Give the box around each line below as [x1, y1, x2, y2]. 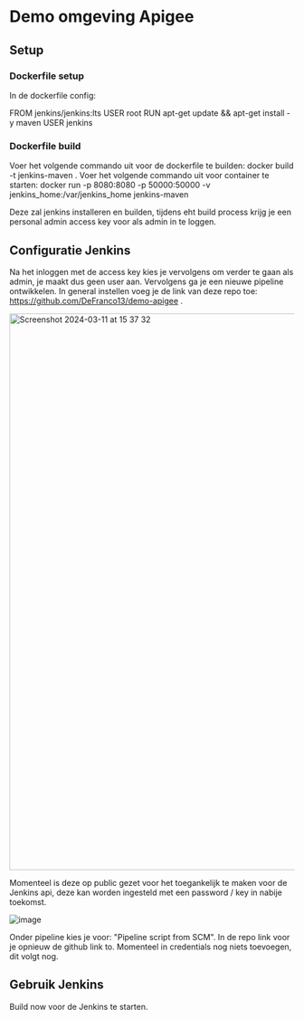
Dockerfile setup [9, 70, 84, 82]
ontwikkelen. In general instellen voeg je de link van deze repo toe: [9, 285, 258, 296]
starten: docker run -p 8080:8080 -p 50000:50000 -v [9, 179, 211, 191]
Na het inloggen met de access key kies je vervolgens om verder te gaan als [9, 266, 294, 277]
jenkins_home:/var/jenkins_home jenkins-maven [9, 189, 189, 200]
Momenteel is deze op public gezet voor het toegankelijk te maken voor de [9, 877, 288, 888]
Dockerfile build [9, 139, 81, 152]
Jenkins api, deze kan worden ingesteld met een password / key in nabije [9, 887, 282, 898]
